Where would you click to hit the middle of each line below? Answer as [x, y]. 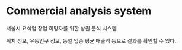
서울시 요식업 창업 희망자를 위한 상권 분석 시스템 [62, 28]
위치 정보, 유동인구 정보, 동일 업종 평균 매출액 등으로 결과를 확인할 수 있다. [91, 40]
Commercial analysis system [79, 11]
